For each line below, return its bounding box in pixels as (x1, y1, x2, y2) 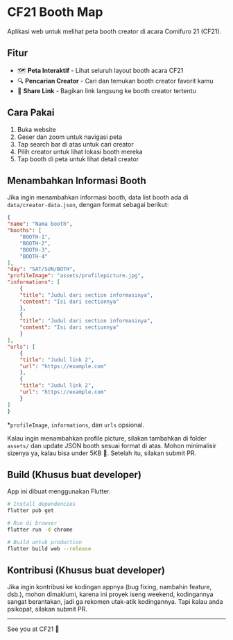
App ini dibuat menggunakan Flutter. (7, 487, 111, 495)
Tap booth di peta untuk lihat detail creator (17, 154, 139, 163)
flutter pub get (7, 507, 54, 514)
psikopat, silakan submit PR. (7, 605, 88, 614)
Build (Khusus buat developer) (7, 468, 142, 480)
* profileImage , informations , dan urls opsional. (7, 420, 144, 429)
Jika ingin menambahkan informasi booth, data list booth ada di (7, 193, 189, 202)
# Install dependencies (7, 501, 76, 508)
